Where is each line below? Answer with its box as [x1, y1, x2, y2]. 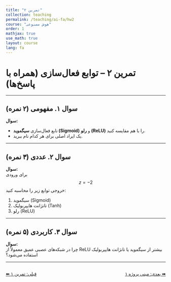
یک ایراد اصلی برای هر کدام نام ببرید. [13, 133, 83, 139]
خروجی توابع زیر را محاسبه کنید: [6, 187, 66, 194]
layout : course [6, 41, 38, 46]
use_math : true [6, 36, 38, 41]
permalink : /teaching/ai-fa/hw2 [6, 17, 74, 22]
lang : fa [6, 45, 24, 50]
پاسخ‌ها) [6, 78, 35, 89]
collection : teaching [6, 12, 52, 17]
